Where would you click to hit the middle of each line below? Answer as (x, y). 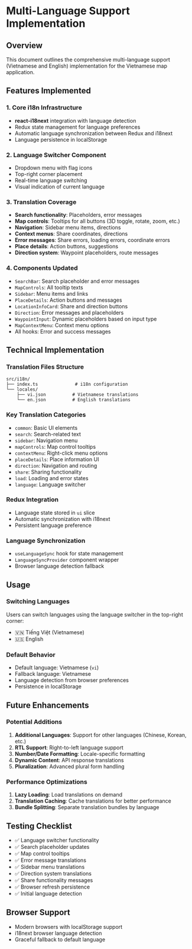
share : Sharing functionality (48, 472)
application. (20, 72)
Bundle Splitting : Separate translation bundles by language (87, 807)
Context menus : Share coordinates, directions (71, 234)
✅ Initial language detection (48, 893)
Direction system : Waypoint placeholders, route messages (87, 253)
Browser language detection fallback (59, 566)
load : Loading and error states (51, 478)
